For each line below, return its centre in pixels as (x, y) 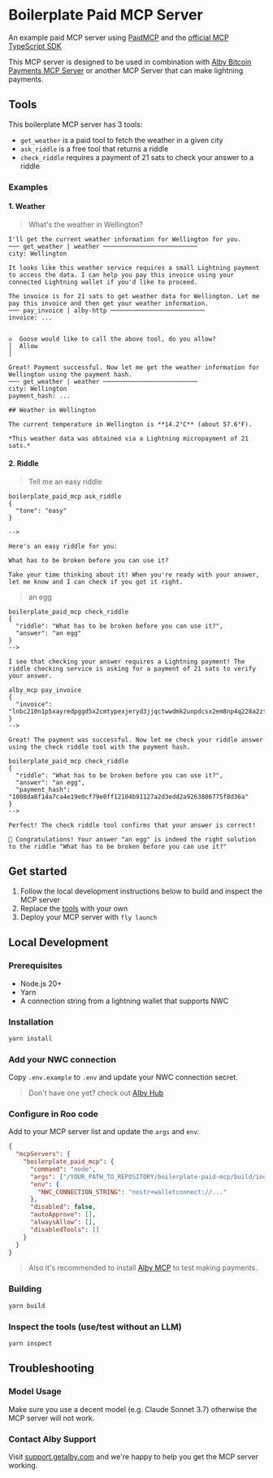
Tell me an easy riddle (65, 482)
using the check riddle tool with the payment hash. (100, 747)
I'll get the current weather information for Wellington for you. (125, 239)
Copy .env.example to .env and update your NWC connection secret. (123, 1077)
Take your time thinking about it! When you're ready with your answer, (134, 575)
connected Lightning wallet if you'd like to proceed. (103, 282)
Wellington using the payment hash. (70, 374)
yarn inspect (30, 1343)
